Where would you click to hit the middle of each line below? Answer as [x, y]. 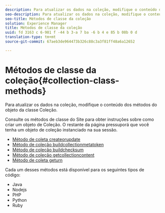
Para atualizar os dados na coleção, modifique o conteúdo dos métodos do [81, 105]
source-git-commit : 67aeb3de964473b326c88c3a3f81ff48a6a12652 [70, 42]
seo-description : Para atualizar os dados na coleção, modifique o [76, 14]
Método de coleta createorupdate [46, 139]
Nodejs [19, 189]
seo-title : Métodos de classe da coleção [48, 19]
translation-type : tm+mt [30, 37]
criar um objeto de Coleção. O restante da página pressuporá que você [77, 124]
